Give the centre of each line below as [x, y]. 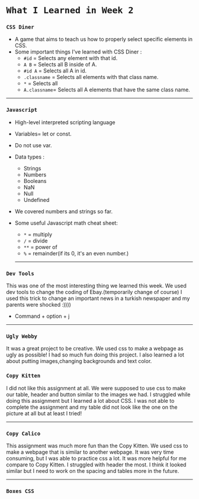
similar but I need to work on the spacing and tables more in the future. [93, 470]
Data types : [30, 157]
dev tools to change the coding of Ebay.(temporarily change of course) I [94, 292]
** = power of [40, 247]
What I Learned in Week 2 [70, 10]
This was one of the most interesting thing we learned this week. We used [96, 286]
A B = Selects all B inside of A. [60, 65]
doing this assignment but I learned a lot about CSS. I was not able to [90, 400]
